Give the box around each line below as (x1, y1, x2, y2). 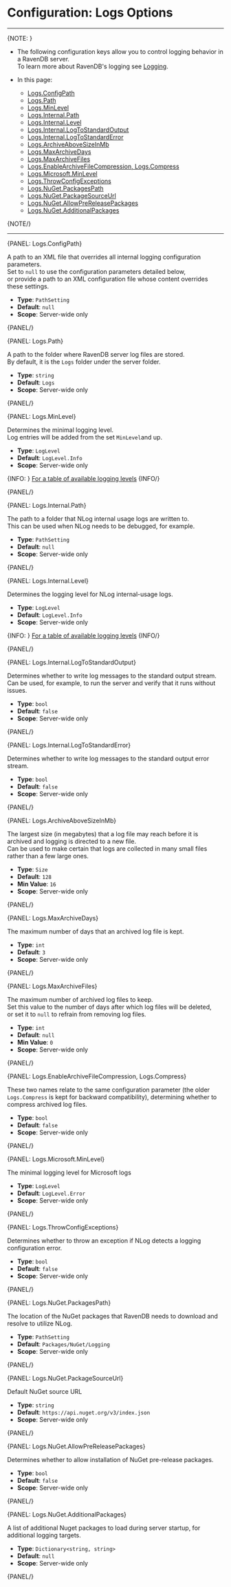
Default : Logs (16, 378, 55, 386)
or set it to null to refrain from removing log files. (7, 1009, 146, 1018)
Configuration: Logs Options (7, 5, 173, 21)
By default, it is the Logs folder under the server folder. (7, 357, 161, 366)
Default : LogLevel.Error (16, 1189, 86, 1197)
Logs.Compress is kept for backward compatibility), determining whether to (7, 1092, 217, 1101)
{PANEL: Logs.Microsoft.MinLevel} (7, 1154, 105, 1163)
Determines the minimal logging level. (7, 426, 114, 434)
